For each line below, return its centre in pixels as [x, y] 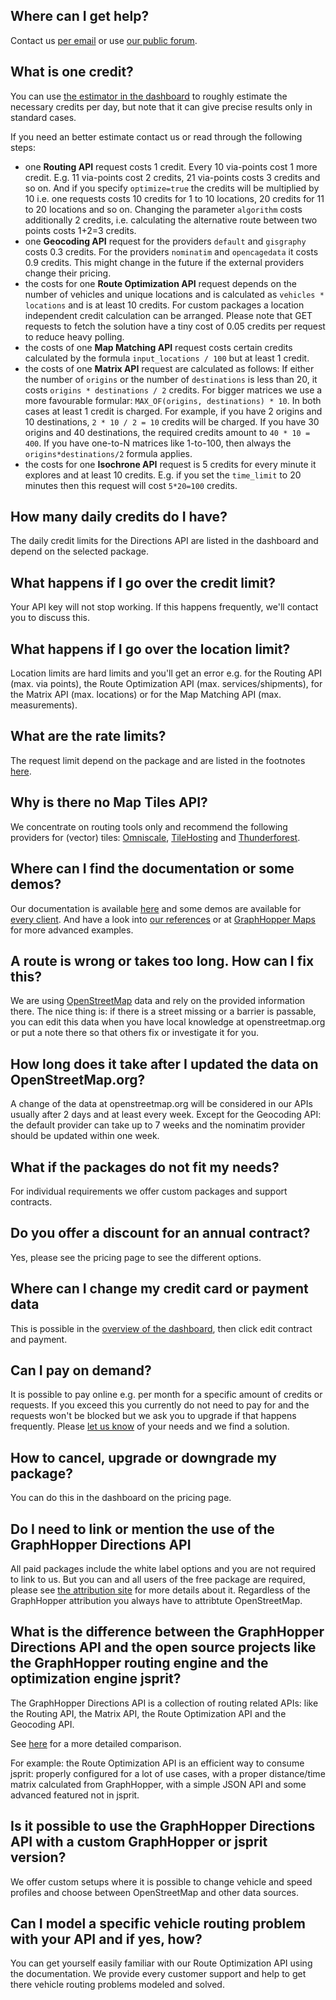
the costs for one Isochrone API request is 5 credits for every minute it [170, 464]
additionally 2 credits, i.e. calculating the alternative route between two [171, 220]
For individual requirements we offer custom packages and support [149, 1191]
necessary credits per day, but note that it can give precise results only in [161, 106]
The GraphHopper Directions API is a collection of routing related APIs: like [164, 1703]
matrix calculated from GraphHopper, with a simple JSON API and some [158, 1784]
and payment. [39, 1339]
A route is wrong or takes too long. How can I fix [162, 960]
